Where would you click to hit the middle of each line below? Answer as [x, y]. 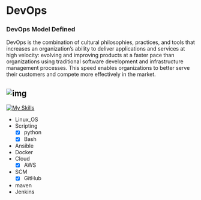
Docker [24, 152]
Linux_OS [26, 120]
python [33, 133]
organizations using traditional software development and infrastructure [95, 61]
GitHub [33, 178]
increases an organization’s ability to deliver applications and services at [96, 49]
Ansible [24, 146]
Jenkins [25, 192]
